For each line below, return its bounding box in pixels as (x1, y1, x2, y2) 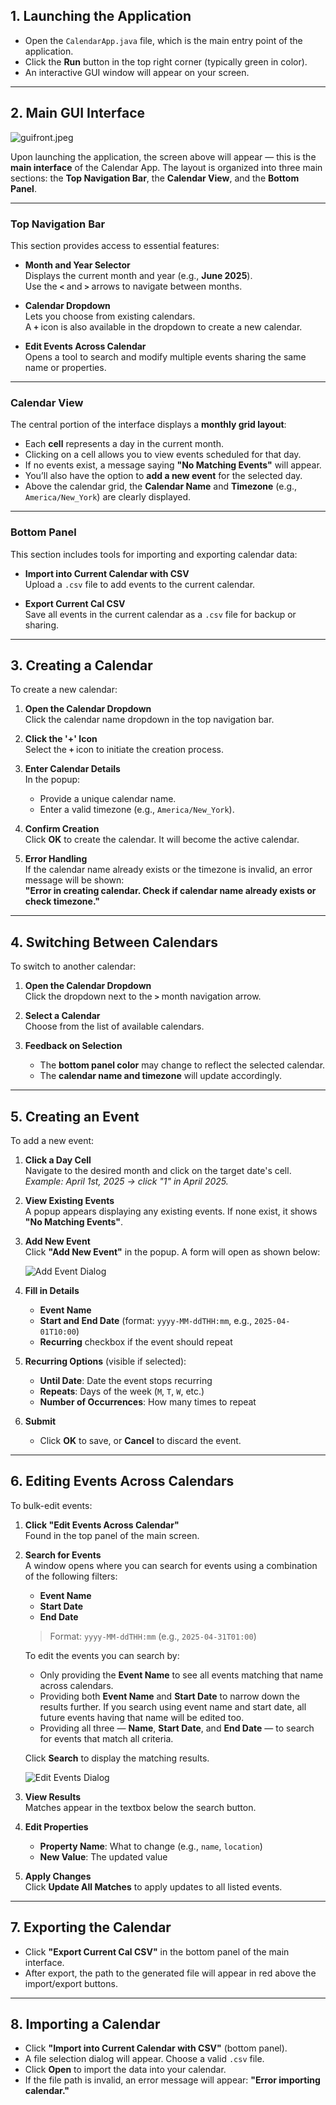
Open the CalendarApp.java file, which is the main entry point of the (24, 34, 303, 46)
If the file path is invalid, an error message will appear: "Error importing (24, 2074, 321, 2086)
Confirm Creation (24, 823, 100, 835)
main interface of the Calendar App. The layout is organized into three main (10, 161, 323, 173)
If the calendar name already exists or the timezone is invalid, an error (24, 864, 313, 876)
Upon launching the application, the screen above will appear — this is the (10, 150, 317, 163)
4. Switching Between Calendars (10, 934, 218, 951)
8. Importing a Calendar (10, 2015, 161, 2033)
